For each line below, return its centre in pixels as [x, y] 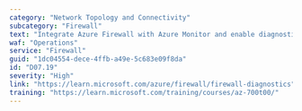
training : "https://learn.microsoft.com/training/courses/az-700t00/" [144, 92]
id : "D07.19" [34, 68]
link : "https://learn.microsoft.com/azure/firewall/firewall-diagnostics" [152, 84]
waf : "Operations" [44, 43]
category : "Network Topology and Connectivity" [100, 17]
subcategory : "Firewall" [56, 26]
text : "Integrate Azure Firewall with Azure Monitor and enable [132, 34]
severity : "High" [42, 76]
